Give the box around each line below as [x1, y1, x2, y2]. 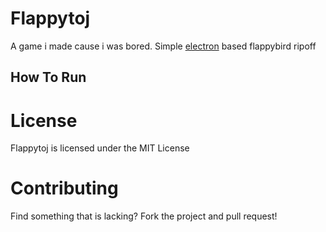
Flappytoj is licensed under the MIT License [10, 142, 190, 154]
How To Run [10, 69, 87, 86]
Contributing [10, 177, 119, 200]
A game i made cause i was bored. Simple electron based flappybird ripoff [10, 40, 317, 52]
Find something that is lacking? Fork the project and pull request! [10, 210, 278, 222]
